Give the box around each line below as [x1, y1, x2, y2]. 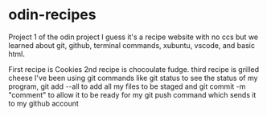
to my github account [8, 98, 79, 108]
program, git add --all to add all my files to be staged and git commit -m [8, 82, 246, 91]
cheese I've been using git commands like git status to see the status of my [8, 73, 258, 82]
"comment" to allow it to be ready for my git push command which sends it [8, 90, 257, 99]
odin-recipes [8, 6, 97, 24]
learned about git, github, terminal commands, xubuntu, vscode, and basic [8, 40, 256, 50]
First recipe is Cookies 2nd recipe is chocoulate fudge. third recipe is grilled [8, 64, 260, 74]
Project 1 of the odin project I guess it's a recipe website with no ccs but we [8, 32, 259, 42]
